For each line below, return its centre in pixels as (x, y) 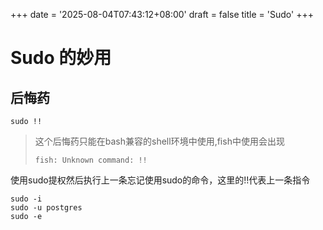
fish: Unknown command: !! (91, 160)
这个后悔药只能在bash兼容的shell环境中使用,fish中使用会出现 (159, 141)
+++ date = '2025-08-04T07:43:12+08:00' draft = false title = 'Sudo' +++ (162, 14)
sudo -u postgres (46, 208)
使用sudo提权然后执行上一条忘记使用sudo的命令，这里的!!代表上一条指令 (160, 180)
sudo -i (26, 199)
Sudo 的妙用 (61, 58)
